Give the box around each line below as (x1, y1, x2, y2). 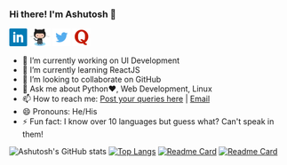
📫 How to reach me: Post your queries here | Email (21, 93, 211, 105)
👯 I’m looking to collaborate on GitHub (21, 75, 162, 85)
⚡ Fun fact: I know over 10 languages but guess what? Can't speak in (21, 116, 275, 127)
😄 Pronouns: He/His (21, 106, 98, 117)
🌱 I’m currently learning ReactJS (21, 65, 140, 75)
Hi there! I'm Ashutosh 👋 (9, 8, 117, 20)
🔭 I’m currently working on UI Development (21, 55, 180, 66)
